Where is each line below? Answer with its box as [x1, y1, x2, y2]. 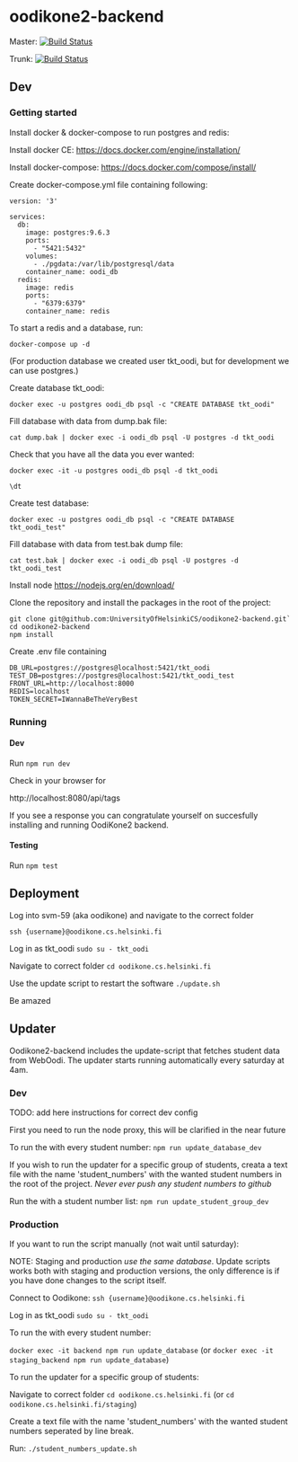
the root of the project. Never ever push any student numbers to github [9, 1178, 272, 1189]
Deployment [9, 886, 80, 901]
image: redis [25, 283, 74, 292]
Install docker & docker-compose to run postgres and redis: [9, 127, 230, 137]
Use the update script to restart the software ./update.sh [9, 978, 221, 988]
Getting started [9, 106, 78, 119]
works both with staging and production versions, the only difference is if [9, 1265, 280, 1277]
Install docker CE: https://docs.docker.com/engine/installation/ [9, 144, 241, 155]
